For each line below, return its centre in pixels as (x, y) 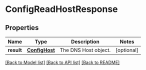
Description (85, 42)
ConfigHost (41, 50)
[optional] (127, 50)
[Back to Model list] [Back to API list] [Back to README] (62, 62)
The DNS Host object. (85, 50)
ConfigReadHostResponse (61, 9)
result (15, 50)
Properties (22, 28)
